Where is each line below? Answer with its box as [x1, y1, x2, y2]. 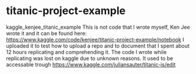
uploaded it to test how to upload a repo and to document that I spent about [6, 42, 190, 49]
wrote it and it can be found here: [6, 29, 87, 36]
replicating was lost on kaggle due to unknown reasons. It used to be [6, 55, 174, 62]
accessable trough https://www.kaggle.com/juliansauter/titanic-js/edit [6, 60, 176, 68]
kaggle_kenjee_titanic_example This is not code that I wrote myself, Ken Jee [6, 23, 190, 31]
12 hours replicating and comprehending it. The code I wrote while [6, 48, 167, 55]
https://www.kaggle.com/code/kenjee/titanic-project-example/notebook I [6, 36, 184, 43]
